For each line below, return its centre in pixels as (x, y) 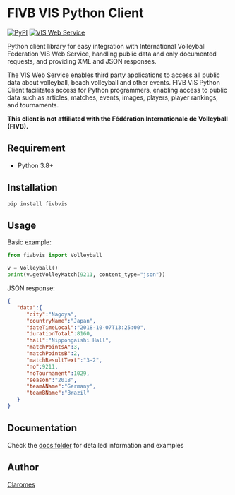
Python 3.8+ (36, 165)
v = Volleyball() (33, 268)
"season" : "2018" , (52, 380)
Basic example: (29, 242)
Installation (32, 187)
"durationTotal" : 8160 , (59, 334)
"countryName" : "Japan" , (61, 321)
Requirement (36, 149)
